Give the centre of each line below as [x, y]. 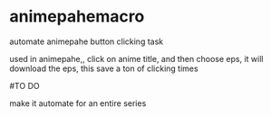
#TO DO [24, 85]
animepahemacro [77, 17]
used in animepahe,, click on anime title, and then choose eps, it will [136, 58]
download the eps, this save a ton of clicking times [104, 68]
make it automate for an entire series [78, 103]
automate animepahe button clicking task [87, 41]
